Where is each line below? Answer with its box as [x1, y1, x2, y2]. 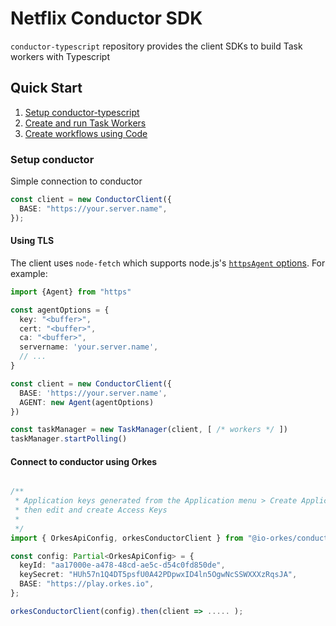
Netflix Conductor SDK [10, 7, 203, 30]
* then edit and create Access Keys [14, 505, 168, 516]
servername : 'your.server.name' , [19, 342, 159, 352]
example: [10, 267, 48, 279]
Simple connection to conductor [10, 175, 143, 187]
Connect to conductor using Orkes [10, 455, 158, 467]
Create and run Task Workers [24, 117, 147, 129]
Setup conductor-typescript [24, 106, 140, 118]
